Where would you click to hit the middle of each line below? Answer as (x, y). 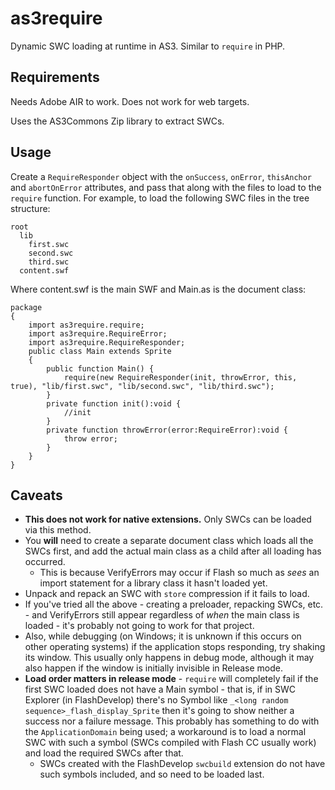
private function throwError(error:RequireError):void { (167, 430)
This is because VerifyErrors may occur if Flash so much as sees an (179, 573)
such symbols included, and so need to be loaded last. (152, 774)
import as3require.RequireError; (98, 333)
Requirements (55, 77)
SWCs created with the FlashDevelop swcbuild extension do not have (182, 764)
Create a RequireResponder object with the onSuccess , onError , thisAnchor (161, 176)
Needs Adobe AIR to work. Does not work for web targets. (130, 101)
